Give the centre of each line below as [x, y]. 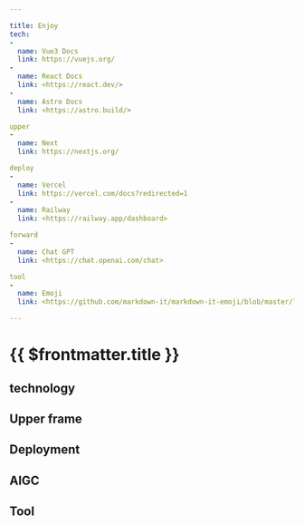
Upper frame [46, 418]
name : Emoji [40, 294]
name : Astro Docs [50, 102]
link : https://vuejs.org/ [66, 60]
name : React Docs [50, 77]
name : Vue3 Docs [48, 51]
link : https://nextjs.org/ [68, 152]
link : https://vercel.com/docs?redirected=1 [103, 193]
